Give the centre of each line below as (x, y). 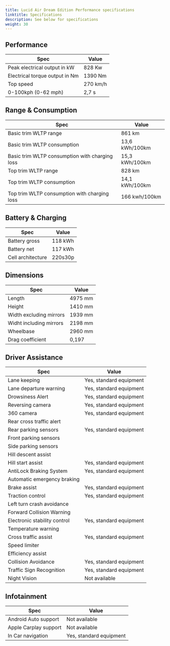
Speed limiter (24, 545)
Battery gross (24, 241)
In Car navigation (28, 636)
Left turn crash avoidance (38, 504)
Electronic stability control (39, 521)
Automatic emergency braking (44, 479)
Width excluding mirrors (36, 314)
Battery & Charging (36, 218)
